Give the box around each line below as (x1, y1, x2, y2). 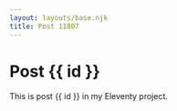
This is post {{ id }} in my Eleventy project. (9, 91, 169, 102)
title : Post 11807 (9, 22, 79, 31)
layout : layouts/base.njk (9, 13, 108, 23)
